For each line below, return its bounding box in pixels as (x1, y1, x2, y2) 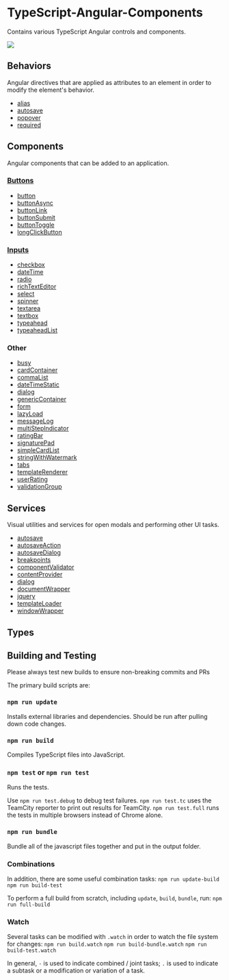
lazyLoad (16, 410, 43, 418)
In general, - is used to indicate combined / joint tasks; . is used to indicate (7, 959, 219, 968)
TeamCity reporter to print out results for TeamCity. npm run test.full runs (7, 804, 219, 812)
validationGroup (16, 482, 63, 491)
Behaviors (7, 60, 51, 72)
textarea (16, 304, 41, 313)
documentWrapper (16, 585, 70, 593)
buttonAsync (16, 199, 53, 207)
